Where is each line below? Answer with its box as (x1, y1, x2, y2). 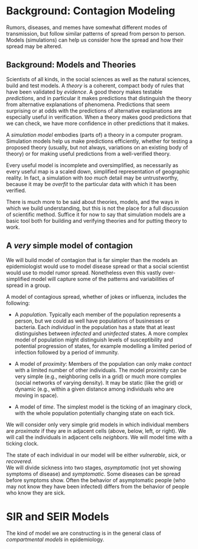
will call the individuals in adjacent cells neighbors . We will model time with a (6, 433, 193, 441)
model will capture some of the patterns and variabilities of (31, 275, 174, 282)
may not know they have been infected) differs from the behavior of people (6, 483, 189, 490)
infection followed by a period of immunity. (14, 349, 119, 356)
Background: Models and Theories (6, 60, 136, 70)
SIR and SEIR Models (6, 510, 109, 523)
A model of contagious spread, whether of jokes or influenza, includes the (6, 293, 187, 300)
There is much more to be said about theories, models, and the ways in (6, 198, 179, 205)
